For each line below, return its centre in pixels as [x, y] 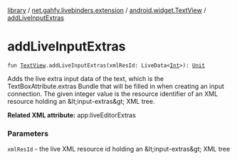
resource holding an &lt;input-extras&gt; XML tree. [81, 101]
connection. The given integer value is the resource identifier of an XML [113, 94]
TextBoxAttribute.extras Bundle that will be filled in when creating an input [116, 86]
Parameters [28, 133]
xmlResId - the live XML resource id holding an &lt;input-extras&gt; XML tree [119, 149]
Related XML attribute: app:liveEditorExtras [72, 115]
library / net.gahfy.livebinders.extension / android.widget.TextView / [107, 10]
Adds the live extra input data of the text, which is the [86, 78]
